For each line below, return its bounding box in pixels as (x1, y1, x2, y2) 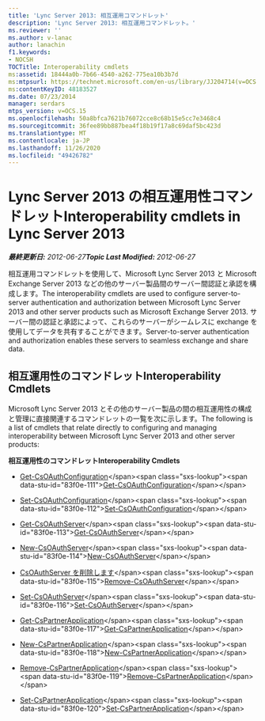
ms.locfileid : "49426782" (8, 151, 93, 159)
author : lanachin (8, 41, 66, 49)
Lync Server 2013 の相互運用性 (8, 188, 212, 206)
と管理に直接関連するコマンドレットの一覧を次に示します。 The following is (8, 414, 253, 423)
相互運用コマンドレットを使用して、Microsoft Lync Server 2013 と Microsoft (8, 269, 257, 279)
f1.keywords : (8, 48, 51, 56)
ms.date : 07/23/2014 (8, 93, 77, 101)
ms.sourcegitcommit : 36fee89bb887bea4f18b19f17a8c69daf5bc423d (8, 122, 221, 130)
